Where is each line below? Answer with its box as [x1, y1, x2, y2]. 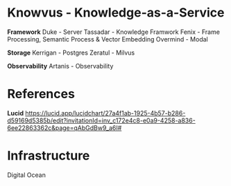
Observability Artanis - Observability [7, 62, 114, 70]
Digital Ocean [7, 171, 46, 179]
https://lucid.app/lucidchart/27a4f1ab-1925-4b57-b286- [25, 109, 186, 117]
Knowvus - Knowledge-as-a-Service [7, 5, 225, 21]
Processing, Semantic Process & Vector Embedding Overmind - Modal [7, 35, 208, 43]
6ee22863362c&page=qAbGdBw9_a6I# [7, 123, 122, 132]
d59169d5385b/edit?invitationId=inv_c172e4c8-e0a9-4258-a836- [7, 116, 196, 124]
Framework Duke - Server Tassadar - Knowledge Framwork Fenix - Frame [7, 28, 221, 36]
